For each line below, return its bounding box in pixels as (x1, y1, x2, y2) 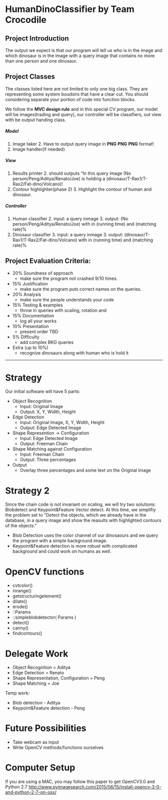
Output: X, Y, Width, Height (19, 409, 76, 415)
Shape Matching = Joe (12, 680, 59, 686)
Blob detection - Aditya (12, 700, 60, 706)
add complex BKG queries (19, 339, 74, 345)
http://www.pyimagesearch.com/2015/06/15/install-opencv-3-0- (28, 784, 161, 790)
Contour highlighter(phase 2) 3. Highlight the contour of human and (12, 186, 152, 192)
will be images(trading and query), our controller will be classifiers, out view (5, 111, 161, 117)
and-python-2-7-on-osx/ (5, 789, 56, 795)
